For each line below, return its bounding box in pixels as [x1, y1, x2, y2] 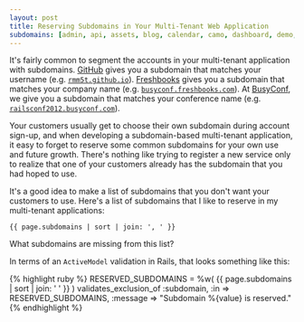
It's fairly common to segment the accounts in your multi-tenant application [9, 55, 290, 66]
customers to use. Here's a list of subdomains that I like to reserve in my [9, 195, 279, 206]
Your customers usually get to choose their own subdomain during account [9, 120, 290, 131]
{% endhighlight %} [9, 302, 83, 313]
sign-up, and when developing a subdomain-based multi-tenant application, [9, 130, 293, 141]
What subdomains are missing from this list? [9, 239, 175, 250]
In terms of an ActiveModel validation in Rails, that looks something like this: [9, 256, 290, 267]
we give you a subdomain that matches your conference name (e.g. [9, 93, 261, 104]
